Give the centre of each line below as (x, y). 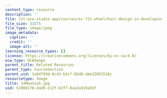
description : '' (22, 14)
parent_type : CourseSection (34, 70)
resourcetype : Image (27, 79)
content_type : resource (30, 10)
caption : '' (22, 38)
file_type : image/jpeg (29, 28)
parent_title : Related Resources (40, 65)
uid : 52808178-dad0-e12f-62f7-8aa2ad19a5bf (51, 88)
